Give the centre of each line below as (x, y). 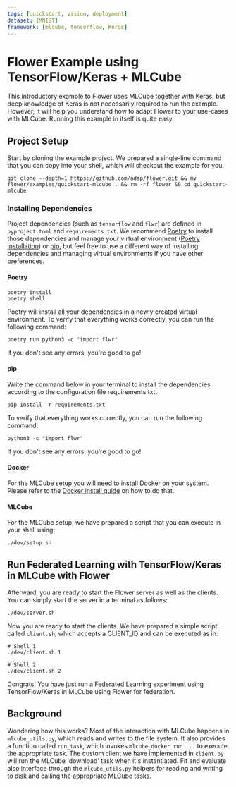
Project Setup (38, 141)
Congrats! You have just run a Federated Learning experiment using (106, 684)
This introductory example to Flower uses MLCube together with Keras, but (116, 97)
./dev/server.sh (31, 613)
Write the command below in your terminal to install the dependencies (109, 384)
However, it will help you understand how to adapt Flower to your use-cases (118, 111)
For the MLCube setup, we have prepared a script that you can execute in (114, 523)
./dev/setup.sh (30, 543)
